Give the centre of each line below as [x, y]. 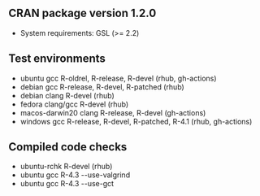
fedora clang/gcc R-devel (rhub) [74, 104]
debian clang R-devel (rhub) [67, 95]
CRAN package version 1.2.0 [82, 13]
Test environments [57, 59]
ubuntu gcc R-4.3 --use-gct [67, 184]
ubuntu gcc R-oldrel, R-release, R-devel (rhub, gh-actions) [118, 78]
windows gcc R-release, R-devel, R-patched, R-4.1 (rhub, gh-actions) [136, 121]
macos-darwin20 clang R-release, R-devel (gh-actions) [113, 112]
